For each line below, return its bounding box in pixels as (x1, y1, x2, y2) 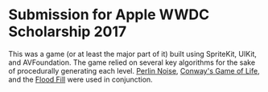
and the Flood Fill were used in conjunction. (8, 74, 153, 84)
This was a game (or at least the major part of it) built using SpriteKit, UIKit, (8, 49, 258, 58)
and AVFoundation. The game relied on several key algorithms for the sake (8, 58, 256, 67)
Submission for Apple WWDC (8, 6, 210, 24)
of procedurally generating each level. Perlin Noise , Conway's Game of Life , (8, 66, 260, 75)
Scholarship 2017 (8, 22, 127, 41)
